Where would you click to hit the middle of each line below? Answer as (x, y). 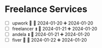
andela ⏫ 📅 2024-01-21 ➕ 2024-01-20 (51, 34)
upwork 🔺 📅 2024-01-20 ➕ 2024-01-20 (53, 23)
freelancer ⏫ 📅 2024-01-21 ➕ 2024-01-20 (55, 29)
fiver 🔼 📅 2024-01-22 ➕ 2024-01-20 (49, 40)
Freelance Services (46, 9)
